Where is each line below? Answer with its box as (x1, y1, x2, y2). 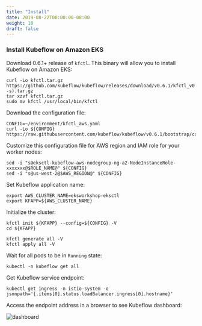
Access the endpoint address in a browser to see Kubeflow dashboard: (6, 301, 182, 309)
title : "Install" (6, 8, 50, 15)
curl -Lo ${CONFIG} (6, 126, 55, 132)
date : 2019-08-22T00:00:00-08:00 (6, 14, 90, 20)
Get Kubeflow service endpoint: (6, 274, 85, 281)
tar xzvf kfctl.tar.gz (6, 93, 63, 99)
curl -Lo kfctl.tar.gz (6, 77, 63, 83)
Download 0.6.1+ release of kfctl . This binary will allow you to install (6, 59, 176, 66)
